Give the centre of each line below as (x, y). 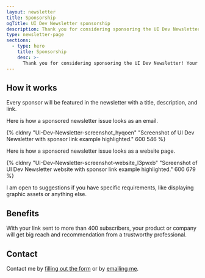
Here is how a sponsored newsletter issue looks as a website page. (91, 151)
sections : (19, 40)
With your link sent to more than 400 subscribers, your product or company (102, 228)
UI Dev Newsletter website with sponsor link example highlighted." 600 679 (101, 169)
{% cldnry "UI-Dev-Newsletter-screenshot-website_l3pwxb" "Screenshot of (102, 163)
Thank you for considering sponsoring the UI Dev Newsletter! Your (110, 63)
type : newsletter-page (35, 35)
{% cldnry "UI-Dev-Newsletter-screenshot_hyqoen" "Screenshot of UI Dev (100, 133)
